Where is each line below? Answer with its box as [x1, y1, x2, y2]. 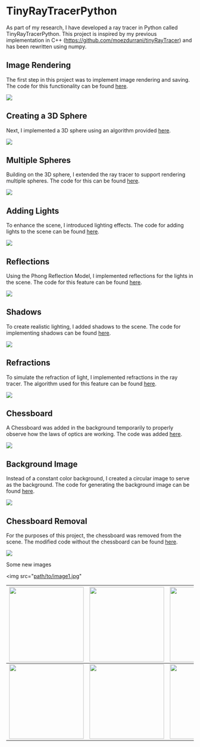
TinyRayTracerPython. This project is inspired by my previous [6, 30, 157, 37]
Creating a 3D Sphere [6, 111, 87, 121]
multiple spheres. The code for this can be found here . [6, 177, 140, 184]
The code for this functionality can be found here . [6, 82, 128, 89]
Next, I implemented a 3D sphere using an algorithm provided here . [6, 126, 171, 134]
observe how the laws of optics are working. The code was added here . [6, 431, 183, 438]
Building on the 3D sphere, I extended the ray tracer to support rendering [6, 171, 186, 178]
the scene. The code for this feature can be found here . [6, 279, 143, 286]
